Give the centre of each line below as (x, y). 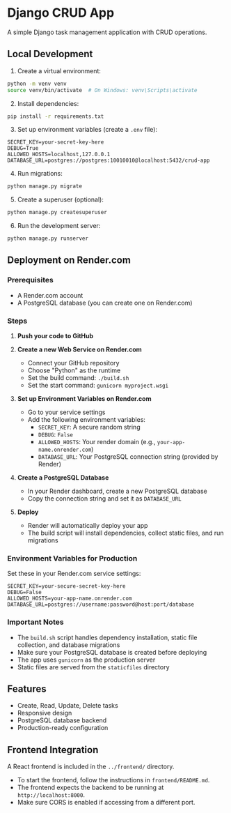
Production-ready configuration (63, 728)
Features (27, 689)
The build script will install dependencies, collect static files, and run (126, 533)
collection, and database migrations (69, 645)
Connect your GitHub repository (73, 363)
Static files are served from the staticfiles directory (93, 667)
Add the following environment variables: (87, 419)
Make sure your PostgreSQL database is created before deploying (112, 652)
